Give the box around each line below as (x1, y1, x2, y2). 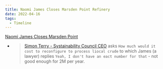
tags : (5, 16, 16, 21)
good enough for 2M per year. (24, 58, 85, 64)
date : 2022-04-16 (5, 12, 41, 16)
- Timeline (9, 20, 32, 26)
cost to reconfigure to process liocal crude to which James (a (24, 48, 157, 54)
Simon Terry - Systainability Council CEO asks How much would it (24, 43, 156, 49)
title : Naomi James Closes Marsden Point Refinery (5, 7, 110, 12)
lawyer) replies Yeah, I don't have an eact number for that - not (24, 54, 158, 59)
